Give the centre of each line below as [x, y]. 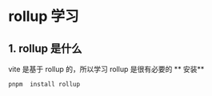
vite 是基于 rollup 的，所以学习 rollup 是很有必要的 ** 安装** [106, 69]
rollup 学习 [44, 16]
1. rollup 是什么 [45, 48]
